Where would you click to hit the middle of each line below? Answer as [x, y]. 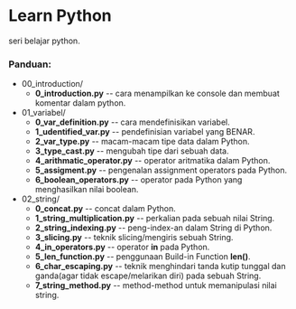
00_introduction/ [52, 84]
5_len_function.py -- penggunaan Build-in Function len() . [143, 257]
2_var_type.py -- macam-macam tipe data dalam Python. [142, 142]
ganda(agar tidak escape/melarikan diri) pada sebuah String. [148, 276]
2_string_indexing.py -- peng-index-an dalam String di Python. [153, 228]
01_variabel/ [44, 113]
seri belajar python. [44, 41]
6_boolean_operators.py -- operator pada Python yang [139, 180]
